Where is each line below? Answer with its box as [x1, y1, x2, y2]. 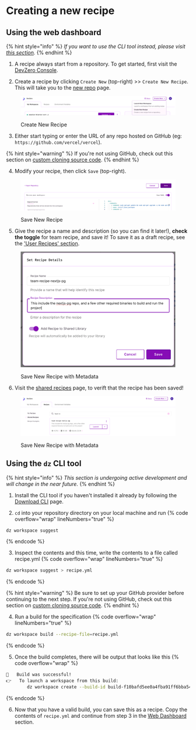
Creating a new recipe [6, 4, 115, 18]
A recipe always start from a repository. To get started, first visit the [14, 60, 177, 67]
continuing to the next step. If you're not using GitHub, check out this [6, 595, 172, 603]
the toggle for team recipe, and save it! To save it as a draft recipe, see [14, 233, 185, 240]
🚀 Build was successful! [6, 672, 72, 678]
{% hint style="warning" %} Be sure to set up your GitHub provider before [6, 590, 184, 597]
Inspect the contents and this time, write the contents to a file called [14, 549, 178, 556]
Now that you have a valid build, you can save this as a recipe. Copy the [14, 706, 188, 713]
